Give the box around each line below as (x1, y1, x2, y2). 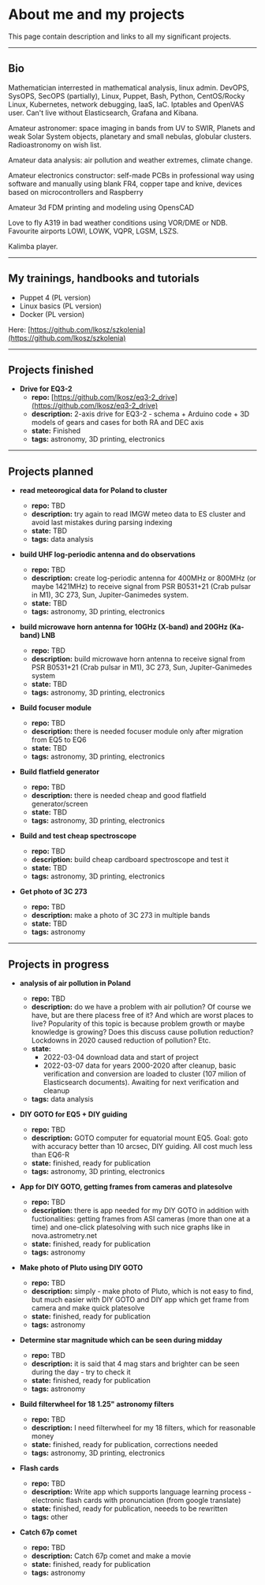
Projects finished (8, 363, 94, 376)
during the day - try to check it (31, 1367, 132, 1377)
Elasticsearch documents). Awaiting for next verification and (43, 1078, 239, 1087)
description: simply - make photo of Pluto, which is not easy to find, (31, 1287, 254, 1296)
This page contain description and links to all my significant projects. (8, 32, 231, 41)
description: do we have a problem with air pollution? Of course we (31, 1002, 252, 1011)
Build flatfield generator (19, 767, 100, 777)
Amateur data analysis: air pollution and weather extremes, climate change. (8, 155, 253, 165)
